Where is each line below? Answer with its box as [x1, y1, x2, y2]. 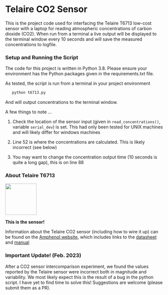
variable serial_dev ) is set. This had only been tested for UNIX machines [12, 124, 163, 130]
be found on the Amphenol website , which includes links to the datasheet [5, 234, 157, 240]
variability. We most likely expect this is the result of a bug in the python [5, 274, 154, 280]
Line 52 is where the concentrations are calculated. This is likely [12, 139, 145, 145]
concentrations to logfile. [5, 41, 57, 47]
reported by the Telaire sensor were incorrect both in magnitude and [5, 268, 147, 274]
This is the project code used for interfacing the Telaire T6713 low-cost [5, 20, 152, 26]
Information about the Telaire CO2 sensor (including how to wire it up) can [5, 229, 158, 235]
